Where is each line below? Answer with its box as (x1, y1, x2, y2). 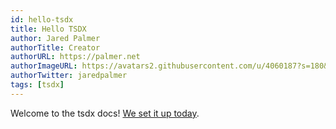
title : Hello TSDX (10, 24, 87, 34)
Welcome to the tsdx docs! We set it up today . (10, 107, 200, 119)
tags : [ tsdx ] (10, 80, 65, 90)
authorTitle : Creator (10, 42, 101, 53)
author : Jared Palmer (10, 33, 101, 43)
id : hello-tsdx (10, 14, 74, 25)
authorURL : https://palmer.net (10, 52, 141, 62)
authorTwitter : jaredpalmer (10, 71, 128, 81)
